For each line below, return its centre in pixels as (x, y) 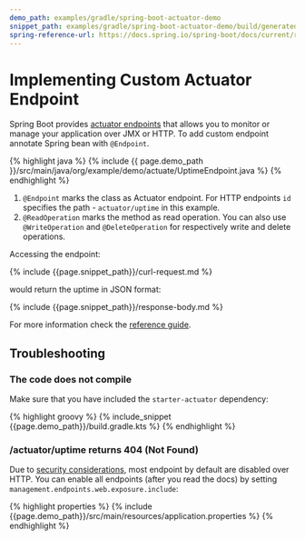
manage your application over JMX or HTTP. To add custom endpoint (139, 134)
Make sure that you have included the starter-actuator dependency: (139, 399)
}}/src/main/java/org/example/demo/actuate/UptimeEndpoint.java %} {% (146, 171)
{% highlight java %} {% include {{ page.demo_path (107, 161)
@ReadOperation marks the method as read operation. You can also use (154, 217)
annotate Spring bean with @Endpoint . (79, 144)
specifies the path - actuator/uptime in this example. (121, 208)
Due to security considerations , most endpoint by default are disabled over (149, 470)
